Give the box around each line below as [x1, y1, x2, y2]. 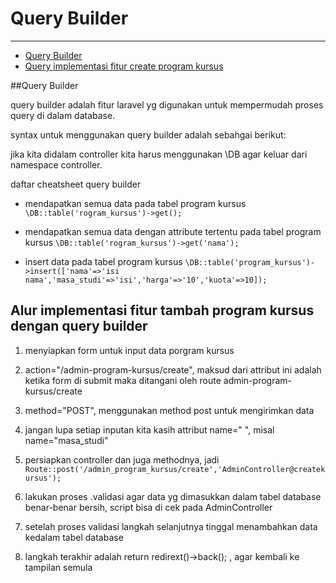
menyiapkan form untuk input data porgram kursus [24, 344, 235, 356]
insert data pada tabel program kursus [24, 255, 183, 267]
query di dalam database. [10, 109, 116, 121]
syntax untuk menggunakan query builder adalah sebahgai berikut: [10, 128, 287, 141]
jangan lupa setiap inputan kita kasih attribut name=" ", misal [24, 423, 275, 436]
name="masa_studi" [24, 434, 109, 446]
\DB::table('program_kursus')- [184, 257, 316, 267]
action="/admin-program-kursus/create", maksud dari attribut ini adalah [24, 363, 322, 376]
